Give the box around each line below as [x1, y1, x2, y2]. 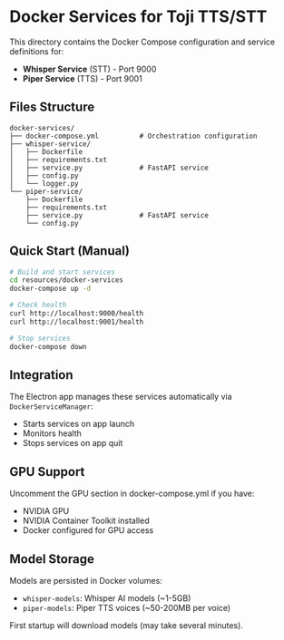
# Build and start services [9, 267, 116, 276]
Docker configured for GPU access [22, 525, 154, 536]
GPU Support [9, 464, 85, 480]
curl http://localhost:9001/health [9, 317, 144, 326]
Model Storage [9, 551, 95, 567]
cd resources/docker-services [9, 276, 124, 285]
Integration [9, 367, 74, 383]
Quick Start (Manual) [9, 243, 130, 259]
